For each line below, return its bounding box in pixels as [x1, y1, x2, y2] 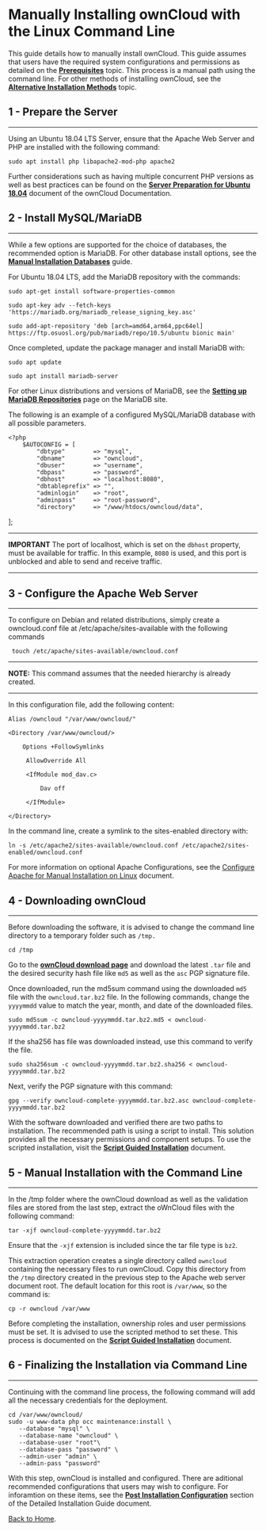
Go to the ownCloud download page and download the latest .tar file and [8, 960, 251, 970]
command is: [8, 1290, 51, 1299]
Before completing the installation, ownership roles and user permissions [8, 1319, 246, 1328]
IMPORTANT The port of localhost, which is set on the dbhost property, [8, 539, 241, 549]
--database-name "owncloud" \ [18, 1431, 119, 1440]
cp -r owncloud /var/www [8, 1305, 90, 1313]
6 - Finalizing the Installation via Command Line [8, 1358, 248, 1372]
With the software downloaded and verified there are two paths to [8, 1118, 223, 1127]
